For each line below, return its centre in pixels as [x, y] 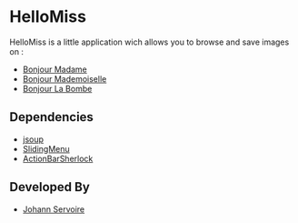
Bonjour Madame [55, 69]
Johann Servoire [54, 209]
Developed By [50, 187]
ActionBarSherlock [58, 158]
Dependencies [51, 117]
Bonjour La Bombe [57, 88]
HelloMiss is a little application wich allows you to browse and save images [149, 42]
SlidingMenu [46, 148]
